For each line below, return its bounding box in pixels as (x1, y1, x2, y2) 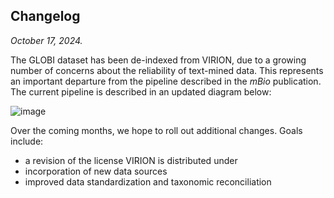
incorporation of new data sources (24, 165, 168, 177)
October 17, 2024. (10, 34, 83, 46)
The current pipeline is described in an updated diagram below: (10, 85, 272, 98)
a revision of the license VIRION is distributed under (24, 154, 238, 166)
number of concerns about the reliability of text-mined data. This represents (10, 64, 324, 76)
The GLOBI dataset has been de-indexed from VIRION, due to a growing (10, 54, 307, 66)
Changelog (10, 8, 81, 25)
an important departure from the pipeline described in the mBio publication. (10, 75, 322, 87)
